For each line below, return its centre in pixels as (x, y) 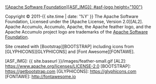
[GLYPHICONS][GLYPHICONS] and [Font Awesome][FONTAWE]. (70, 51)
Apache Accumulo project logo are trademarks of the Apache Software (77, 32)
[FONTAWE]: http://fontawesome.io (41, 76)
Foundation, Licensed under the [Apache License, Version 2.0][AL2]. (74, 22)
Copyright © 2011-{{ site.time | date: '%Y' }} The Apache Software (72, 16)
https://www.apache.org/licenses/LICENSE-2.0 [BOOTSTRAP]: (68, 66)
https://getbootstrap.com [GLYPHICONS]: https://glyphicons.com (71, 71)
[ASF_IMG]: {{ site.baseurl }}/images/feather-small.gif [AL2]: (66, 61)
